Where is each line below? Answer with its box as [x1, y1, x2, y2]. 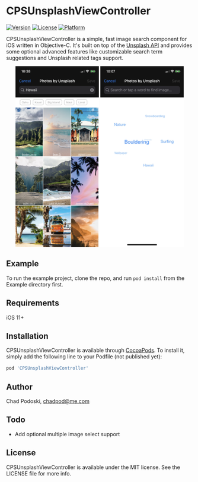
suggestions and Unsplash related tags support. [6, 54, 123, 61]
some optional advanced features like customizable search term [6, 48, 163, 55]
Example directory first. [6, 281, 63, 288]
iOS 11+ [6, 314, 24, 321]
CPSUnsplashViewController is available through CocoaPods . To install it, [6, 346, 185, 354]
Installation [6, 331, 49, 341]
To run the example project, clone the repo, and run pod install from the [6, 275, 185, 282]
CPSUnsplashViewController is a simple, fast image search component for [6, 35, 187, 42]
